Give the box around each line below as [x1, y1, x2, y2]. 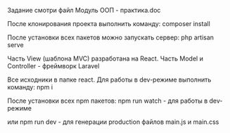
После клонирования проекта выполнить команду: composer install [7, 20, 211, 27]
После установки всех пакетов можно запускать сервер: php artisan [7, 33, 215, 42]
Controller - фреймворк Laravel [7, 62, 100, 70]
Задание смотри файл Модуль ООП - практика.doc [7, 6, 161, 14]
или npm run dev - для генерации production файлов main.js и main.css [7, 118, 219, 126]
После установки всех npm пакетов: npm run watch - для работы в [7, 96, 208, 105]
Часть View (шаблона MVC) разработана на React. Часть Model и [7, 54, 204, 63]
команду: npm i [7, 83, 53, 91]
